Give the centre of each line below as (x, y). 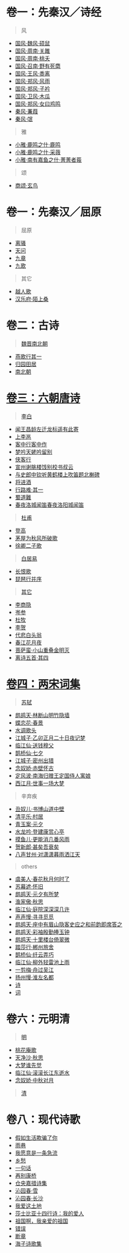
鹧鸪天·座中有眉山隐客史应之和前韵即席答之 (68, 924)
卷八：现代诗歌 (43, 1120)
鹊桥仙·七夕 (29, 753)
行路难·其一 (29, 489)
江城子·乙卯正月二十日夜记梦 (50, 738)
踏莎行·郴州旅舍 (34, 947)
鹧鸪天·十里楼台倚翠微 (42, 939)
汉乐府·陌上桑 (32, 299)
